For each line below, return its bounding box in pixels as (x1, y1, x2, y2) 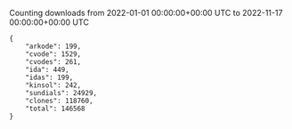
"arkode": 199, (25, 42, 82, 51)
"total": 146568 (25, 104, 86, 113)
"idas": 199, (25, 73, 74, 82)
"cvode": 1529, (25, 50, 82, 59)
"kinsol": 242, (25, 81, 82, 90)
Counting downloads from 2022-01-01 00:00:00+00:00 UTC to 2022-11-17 (9, 8, 283, 18)
